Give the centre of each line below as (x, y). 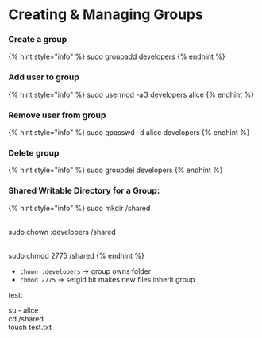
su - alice (23, 310)
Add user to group (44, 77)
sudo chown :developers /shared (62, 232)
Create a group (38, 40)
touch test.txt (30, 327)
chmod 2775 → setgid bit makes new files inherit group (107, 279)
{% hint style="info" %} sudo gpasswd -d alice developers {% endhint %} (129, 133)
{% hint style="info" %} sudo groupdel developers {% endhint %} (116, 170)
